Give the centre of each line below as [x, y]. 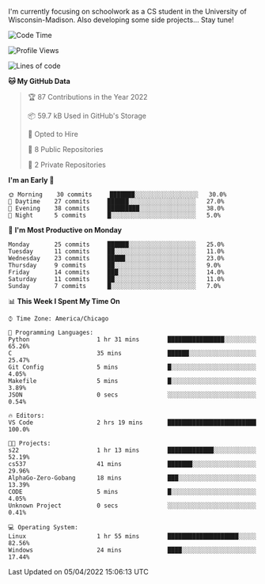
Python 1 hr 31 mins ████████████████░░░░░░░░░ [132, 339]
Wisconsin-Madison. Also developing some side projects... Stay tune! [121, 20]
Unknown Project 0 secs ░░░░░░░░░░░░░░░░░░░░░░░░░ [132, 506]
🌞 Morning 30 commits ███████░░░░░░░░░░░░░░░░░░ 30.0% [117, 195]
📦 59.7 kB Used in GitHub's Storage [87, 116]
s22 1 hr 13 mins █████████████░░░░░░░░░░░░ [132, 450]
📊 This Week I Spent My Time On [64, 301]
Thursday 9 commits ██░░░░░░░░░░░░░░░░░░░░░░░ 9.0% [115, 265]
